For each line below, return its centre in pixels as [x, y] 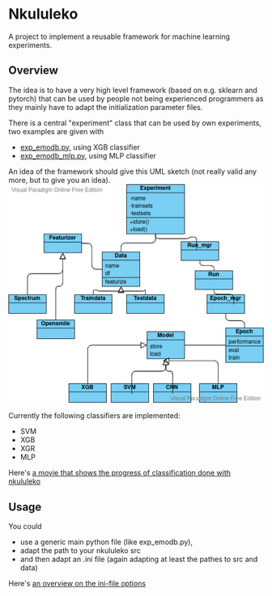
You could [25, 526]
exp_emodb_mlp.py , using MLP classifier [88, 155]
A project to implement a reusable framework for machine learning [119, 36]
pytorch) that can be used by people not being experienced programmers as [136, 99]
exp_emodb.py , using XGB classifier [80, 147]
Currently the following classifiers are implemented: [94, 416]
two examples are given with [56, 131]
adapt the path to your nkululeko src [81, 551]
